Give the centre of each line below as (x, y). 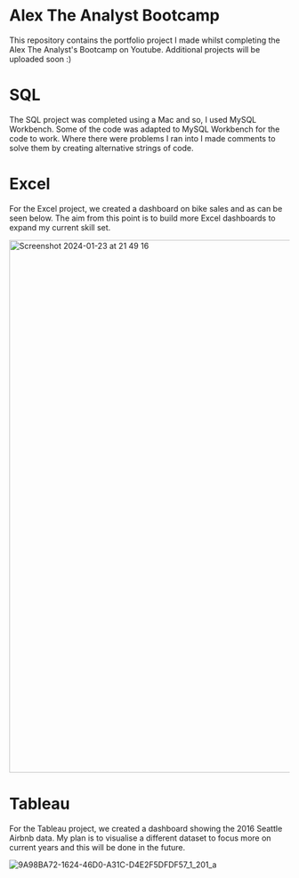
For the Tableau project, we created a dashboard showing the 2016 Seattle (146, 828)
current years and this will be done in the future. (97, 847)
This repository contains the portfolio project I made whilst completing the (145, 40)
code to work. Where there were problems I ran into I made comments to (142, 138)
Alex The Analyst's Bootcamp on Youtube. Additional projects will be (135, 49)
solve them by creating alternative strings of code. (101, 148)
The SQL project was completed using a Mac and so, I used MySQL (133, 119)
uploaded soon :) (40, 59)
